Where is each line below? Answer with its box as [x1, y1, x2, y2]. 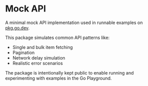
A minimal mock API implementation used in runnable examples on [5, 19, 143, 25]
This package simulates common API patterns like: [5, 34, 110, 40]
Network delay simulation [12, 54, 65, 60]
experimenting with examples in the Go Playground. [5, 75, 112, 81]
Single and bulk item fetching [12, 44, 73, 50]
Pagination [12, 49, 35, 55]
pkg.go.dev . [5, 24, 30, 30]
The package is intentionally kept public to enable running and [5, 69, 134, 75]
